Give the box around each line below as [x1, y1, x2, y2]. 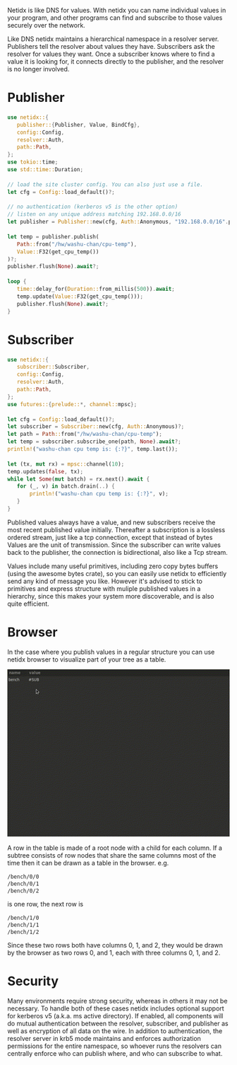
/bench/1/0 [7, 914, 39, 921]
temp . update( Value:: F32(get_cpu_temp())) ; [16, 293, 143, 300]
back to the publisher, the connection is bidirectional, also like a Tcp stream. [7, 548, 228, 556]
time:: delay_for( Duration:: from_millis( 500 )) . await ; [16, 286, 175, 293]
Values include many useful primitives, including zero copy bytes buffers [7, 562, 219, 570]
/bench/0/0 [7, 873, 39, 880]
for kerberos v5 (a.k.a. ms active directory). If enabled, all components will [7, 1011, 224, 1020]
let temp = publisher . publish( [7, 233, 99, 240]
